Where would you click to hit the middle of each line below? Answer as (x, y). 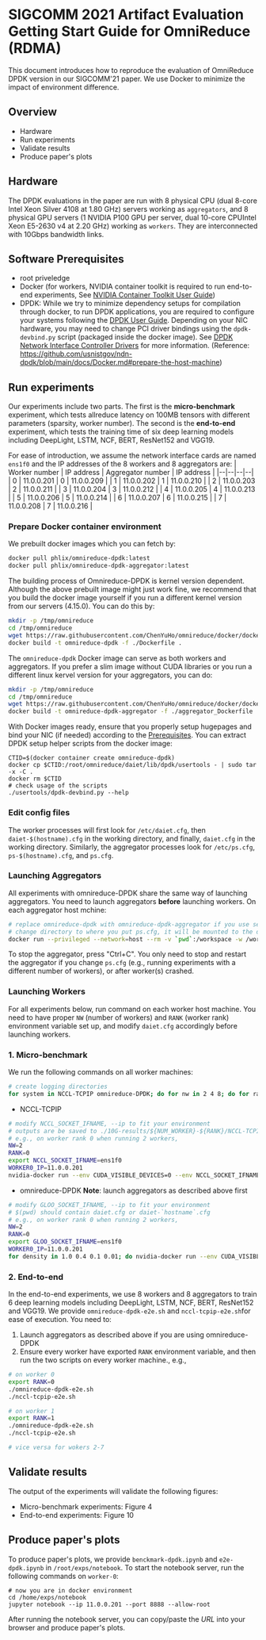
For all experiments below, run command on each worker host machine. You (132, 1009)
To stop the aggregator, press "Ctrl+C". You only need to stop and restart (127, 954)
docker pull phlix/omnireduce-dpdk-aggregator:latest (99, 566)
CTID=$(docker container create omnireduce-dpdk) (92, 758)
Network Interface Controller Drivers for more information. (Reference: (135, 346)
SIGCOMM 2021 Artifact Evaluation (126, 15)
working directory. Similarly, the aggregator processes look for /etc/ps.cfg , (132, 847)
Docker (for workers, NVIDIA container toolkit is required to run (122, 286)
